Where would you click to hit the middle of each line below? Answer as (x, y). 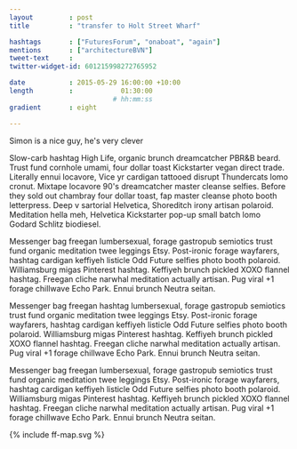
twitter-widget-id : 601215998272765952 (83, 67)
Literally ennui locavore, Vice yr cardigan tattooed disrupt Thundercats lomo (149, 176)
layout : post (51, 17)
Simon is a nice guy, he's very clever (76, 140)
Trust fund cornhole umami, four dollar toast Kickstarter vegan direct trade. (147, 167)
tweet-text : (41, 59)
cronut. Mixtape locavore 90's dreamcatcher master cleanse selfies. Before (148, 186)
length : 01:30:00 (81, 91)
